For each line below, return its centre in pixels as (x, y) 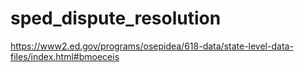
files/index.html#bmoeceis (65, 56)
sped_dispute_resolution (116, 18)
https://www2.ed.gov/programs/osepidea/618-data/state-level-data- (152, 46)
